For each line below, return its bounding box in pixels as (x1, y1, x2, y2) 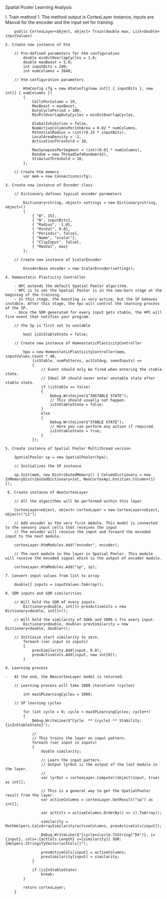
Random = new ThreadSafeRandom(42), (31, 152, 108, 157)
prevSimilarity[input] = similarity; (40, 854, 120, 859)
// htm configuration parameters (14, 77, 84, 82)
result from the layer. (5, 793, 55, 798)
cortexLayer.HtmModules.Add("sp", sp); (14, 564, 97, 569)
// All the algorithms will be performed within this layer (14, 499, 142, 504)
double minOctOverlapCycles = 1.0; (23, 55, 97, 60)
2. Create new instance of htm (5, 42, 70, 47)
